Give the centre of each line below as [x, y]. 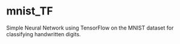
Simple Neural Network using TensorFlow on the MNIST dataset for [90, 28]
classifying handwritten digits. [44, 34]
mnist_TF [30, 11]
